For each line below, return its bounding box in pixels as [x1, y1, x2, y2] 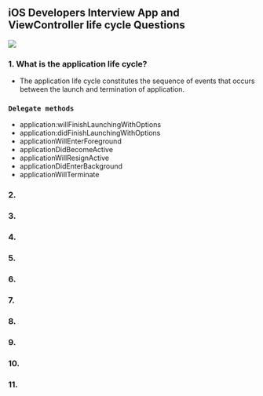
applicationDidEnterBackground [19, 162, 123, 171]
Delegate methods [8, 104, 75, 113]
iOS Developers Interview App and [8, 6, 181, 20]
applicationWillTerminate [19, 170, 100, 180]
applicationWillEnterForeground [19, 136, 122, 146]
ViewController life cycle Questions [8, 19, 186, 32]
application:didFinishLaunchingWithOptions [19, 129, 161, 138]
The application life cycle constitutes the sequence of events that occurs [19, 76, 255, 85]
